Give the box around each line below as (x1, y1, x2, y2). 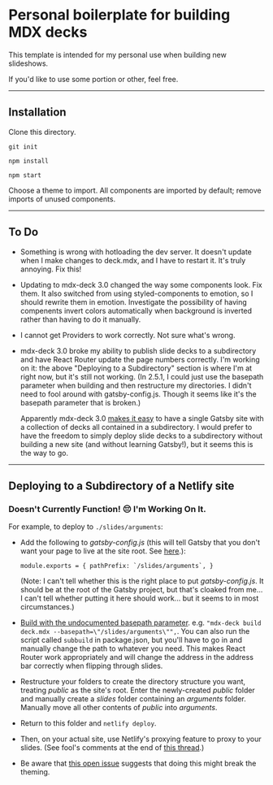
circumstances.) (19, 602, 75, 612)
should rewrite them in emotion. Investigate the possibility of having (19, 297, 248, 306)
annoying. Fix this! (19, 264, 82, 274)
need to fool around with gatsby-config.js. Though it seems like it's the (19, 388, 258, 399)
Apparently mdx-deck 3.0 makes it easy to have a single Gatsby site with (19, 413, 264, 423)
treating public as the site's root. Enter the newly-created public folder (19, 685, 256, 696)
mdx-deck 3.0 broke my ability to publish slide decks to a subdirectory (19, 345, 257, 355)
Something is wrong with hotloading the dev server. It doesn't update (19, 246, 252, 257)
